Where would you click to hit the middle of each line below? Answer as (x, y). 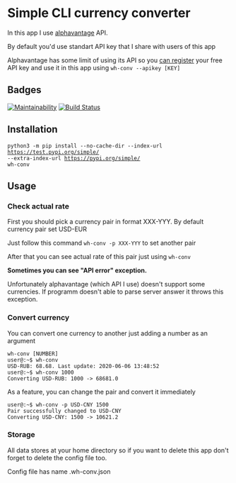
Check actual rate (38, 206)
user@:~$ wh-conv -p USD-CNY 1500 (58, 405)
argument (22, 340)
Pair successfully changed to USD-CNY (64, 411)
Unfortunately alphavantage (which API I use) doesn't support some (106, 284)
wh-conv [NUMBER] (33, 354)
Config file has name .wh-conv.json (59, 471)
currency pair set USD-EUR (47, 229)
